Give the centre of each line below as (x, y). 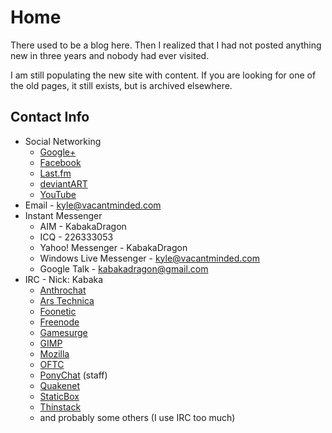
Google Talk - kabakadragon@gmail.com (124, 268)
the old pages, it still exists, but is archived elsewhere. (121, 85)
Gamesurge (63, 332)
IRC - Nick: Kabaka (64, 279)
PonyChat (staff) (73, 375)
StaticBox (59, 396)
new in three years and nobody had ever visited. (110, 55)
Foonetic (58, 311)
